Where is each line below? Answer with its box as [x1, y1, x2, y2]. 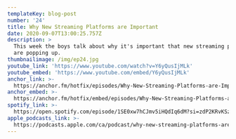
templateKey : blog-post [7, 10, 77, 18]
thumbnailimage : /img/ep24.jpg [7, 56, 99, 63]
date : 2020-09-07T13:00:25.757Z [7, 29, 102, 37]
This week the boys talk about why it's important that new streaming [13, 43, 225, 50]
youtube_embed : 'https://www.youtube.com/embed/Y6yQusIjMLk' [7, 69, 190, 76]
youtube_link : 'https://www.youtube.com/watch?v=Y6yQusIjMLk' [7, 62, 193, 69]
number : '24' [7, 17, 46, 24]
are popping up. [13, 50, 61, 57]
